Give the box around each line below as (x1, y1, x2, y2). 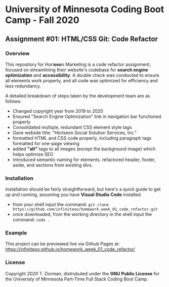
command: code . (12, 217, 50, 223)
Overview (5, 50, 30, 57)
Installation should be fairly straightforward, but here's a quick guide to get (5, 186, 161, 193)
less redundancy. (5, 83, 41, 89)
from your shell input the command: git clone (12, 202, 109, 208)
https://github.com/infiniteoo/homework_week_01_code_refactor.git (12, 207, 158, 212)
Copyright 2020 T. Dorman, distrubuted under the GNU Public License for (5, 270, 160, 276)
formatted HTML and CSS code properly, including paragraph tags (12, 135, 152, 141)
